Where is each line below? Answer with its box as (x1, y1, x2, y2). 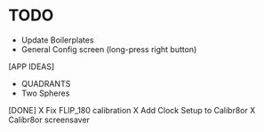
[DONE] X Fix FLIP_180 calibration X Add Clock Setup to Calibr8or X (8, 105, 256, 115)
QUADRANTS (20, 78, 71, 89)
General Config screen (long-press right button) (20, 43, 197, 54)
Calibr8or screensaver (8, 114, 91, 125)
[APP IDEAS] (8, 61, 55, 72)
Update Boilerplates (20, 35, 94, 45)
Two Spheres (20, 88, 70, 98)
